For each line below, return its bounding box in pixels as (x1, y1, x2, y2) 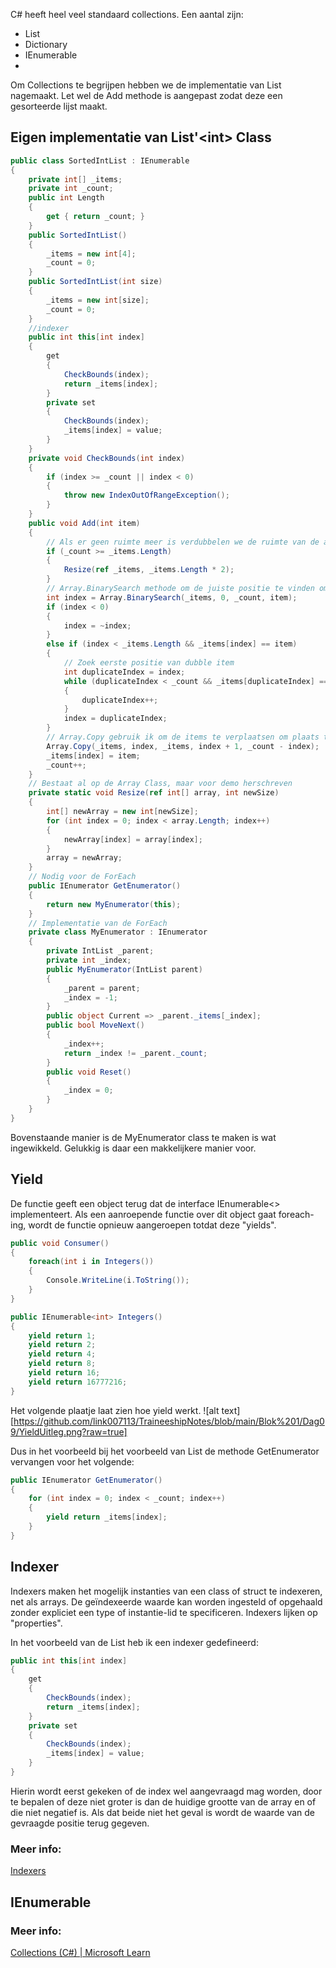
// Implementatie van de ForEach (28, 918, 168, 928)
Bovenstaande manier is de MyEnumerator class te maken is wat (10, 1131, 277, 1143)
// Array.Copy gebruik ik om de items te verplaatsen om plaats (46, 732, 320, 743)
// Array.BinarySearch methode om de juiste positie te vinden (46, 584, 315, 594)
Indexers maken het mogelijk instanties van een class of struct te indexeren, (10, 1585, 323, 1597)
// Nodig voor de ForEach (28, 872, 137, 882)
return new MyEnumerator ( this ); (46, 899, 182, 909)
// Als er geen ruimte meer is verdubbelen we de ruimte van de (46, 537, 320, 547)
